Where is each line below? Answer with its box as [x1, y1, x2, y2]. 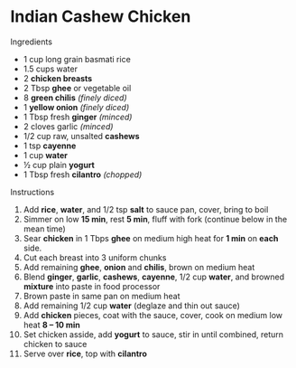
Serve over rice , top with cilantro [23, 348, 148, 359]
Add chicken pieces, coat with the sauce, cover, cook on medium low [23, 309, 283, 320]
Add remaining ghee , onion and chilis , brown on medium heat [23, 261, 255, 272]
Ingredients [10, 36, 53, 47]
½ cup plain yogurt [23, 159, 96, 170]
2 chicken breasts [23, 72, 93, 83]
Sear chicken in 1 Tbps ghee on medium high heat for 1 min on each [23, 232, 279, 243]
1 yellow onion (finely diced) [23, 101, 130, 112]
